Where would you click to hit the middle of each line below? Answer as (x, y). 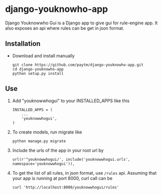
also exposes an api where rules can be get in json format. (65, 28)
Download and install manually (44, 56)
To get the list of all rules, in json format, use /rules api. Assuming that (84, 173)
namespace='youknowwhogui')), (44, 164)
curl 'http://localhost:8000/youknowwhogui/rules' (66, 187)
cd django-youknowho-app (38, 69)
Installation (23, 44)
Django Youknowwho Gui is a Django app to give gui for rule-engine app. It (81, 23)
